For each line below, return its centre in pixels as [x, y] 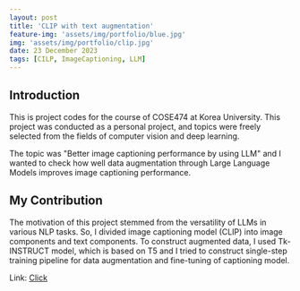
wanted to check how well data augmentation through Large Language [140, 163]
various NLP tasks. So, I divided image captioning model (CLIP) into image [146, 231]
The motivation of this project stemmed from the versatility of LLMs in [138, 222]
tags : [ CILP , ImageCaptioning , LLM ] [77, 59]
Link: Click [28, 278]
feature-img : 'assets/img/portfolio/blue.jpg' [98, 34]
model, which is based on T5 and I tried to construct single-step [169, 251]
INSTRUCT [29, 251]
